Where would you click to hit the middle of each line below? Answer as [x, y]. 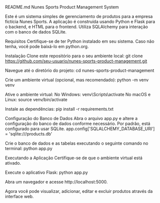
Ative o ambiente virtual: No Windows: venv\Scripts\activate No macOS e [78, 94]
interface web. [19, 196]
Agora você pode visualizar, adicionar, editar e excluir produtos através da [79, 191]
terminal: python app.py [29, 148]
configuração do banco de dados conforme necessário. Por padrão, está [78, 124]
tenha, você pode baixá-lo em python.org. [47, 46]
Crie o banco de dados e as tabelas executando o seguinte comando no [77, 143]
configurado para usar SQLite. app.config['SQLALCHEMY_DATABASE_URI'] [80, 129]
